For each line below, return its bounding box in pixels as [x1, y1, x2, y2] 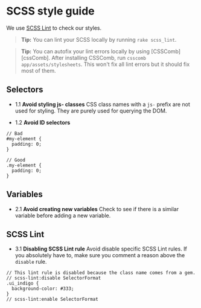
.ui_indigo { [6, 280, 39, 287]
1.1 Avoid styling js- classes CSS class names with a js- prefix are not [14, 100, 190, 108]
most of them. [21, 67, 56, 74]
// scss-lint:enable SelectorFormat [6, 297, 98, 303]
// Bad [6, 130, 23, 137]
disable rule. [14, 258, 47, 266]
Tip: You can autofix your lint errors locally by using [21, 47, 150, 55]
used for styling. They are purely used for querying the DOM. [14, 107, 167, 114]
